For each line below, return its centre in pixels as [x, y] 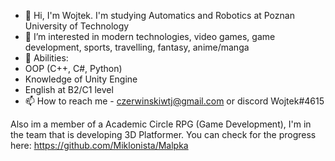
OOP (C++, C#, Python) [73, 68]
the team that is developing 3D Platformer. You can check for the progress [163, 134]
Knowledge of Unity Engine [81, 79]
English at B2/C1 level [69, 89]
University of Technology [77, 26]
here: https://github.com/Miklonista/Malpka [99, 145]
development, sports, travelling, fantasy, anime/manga [137, 47]
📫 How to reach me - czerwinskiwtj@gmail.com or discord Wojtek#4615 [174, 101]
